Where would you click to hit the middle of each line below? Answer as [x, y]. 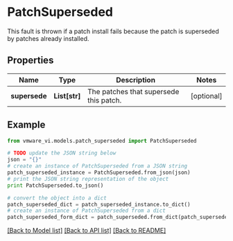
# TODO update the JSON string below [62, 153]
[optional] [206, 96]
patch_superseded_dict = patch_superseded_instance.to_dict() [99, 204]
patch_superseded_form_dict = [51, 217]
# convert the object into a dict [57, 198]
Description [136, 80]
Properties [31, 61]
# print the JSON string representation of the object [88, 179]
